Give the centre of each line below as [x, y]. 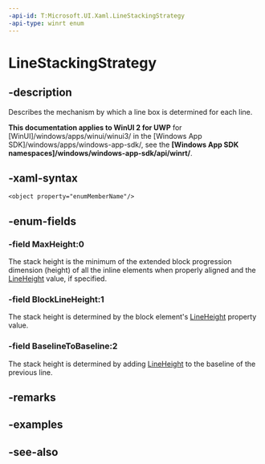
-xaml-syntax [43, 178]
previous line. [31, 372]
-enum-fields [42, 221]
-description [40, 93]
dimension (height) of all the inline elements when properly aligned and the [132, 270]
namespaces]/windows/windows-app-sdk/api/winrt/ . [100, 153]
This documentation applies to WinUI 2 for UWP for [95, 127]
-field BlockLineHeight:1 [56, 299]
